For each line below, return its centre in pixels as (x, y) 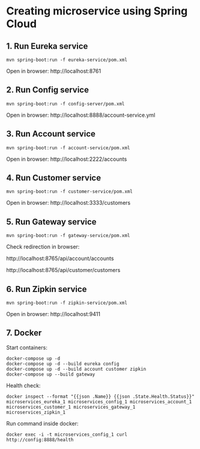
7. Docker (24, 333)
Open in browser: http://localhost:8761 (53, 71)
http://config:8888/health (40, 440)
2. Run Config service (47, 90)
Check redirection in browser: (43, 247)
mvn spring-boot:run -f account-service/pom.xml (68, 148)
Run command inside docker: (42, 423)
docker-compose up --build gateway (51, 374)
